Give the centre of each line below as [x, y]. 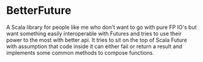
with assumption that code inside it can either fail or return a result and [94, 46]
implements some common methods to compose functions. [80, 52]
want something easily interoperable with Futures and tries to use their [94, 33]
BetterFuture [39, 11]
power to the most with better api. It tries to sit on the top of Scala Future [97, 40]
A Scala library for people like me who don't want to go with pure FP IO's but [101, 27]
